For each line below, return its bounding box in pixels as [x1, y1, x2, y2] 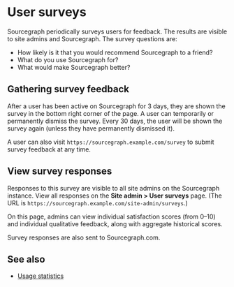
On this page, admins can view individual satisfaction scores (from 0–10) [7, 212, 216, 221]
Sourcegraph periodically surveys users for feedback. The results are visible [7, 27, 228, 36]
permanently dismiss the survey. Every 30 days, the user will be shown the [7, 117, 223, 125]
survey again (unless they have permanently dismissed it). [7, 124, 175, 133]
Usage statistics [17, 272, 64, 280]
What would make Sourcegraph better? [17, 63, 131, 71]
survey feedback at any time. [7, 145, 91, 154]
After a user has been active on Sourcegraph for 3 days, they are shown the [7, 102, 226, 110]
